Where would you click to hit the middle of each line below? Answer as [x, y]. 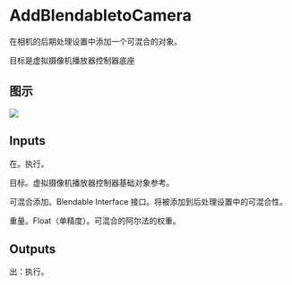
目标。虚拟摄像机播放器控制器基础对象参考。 [92, 182]
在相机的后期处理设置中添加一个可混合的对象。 [95, 41]
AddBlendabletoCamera [101, 16]
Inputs [28, 141]
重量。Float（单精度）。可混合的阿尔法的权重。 [95, 221]
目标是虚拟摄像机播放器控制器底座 [72, 60]
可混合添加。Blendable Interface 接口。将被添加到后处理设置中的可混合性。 [149, 201]
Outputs [33, 249]
